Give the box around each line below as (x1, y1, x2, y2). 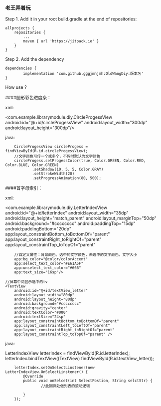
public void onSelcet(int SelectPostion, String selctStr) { (23, 378, 153, 384)
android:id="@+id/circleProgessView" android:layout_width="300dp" (5, 120, 148, 126)
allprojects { (5, 26, 35, 31)
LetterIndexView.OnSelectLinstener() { (5, 370, 88, 375)
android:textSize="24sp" (14, 314, 66, 320)
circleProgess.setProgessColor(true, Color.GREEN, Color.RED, (14, 158, 146, 163)
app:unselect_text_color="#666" (14, 265, 81, 270)
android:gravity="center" (14, 306, 68, 311)
